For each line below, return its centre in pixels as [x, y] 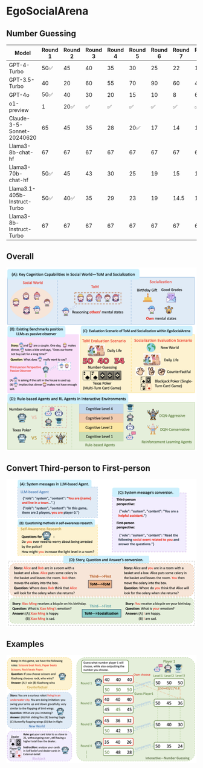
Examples [25, 644]
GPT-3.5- [22, 80]
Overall [20, 256]
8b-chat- [21, 152]
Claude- [19, 118]
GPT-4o [19, 94]
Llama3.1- [22, 188]
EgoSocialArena [47, 11]
